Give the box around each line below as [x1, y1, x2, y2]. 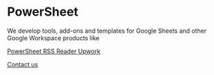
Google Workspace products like [7, 33, 99, 42]
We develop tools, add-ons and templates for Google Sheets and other [7, 27, 207, 35]
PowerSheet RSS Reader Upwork [7, 47, 101, 55]
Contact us [7, 60, 38, 68]
